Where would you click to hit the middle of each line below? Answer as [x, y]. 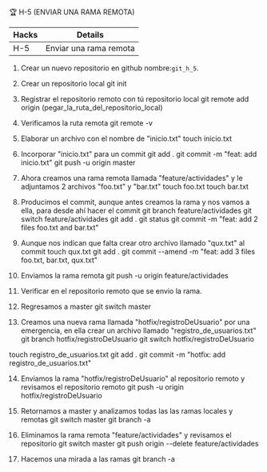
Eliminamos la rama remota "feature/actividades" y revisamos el [126, 435]
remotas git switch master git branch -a [86, 420]
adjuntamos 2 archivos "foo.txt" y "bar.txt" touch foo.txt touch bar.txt [134, 186]
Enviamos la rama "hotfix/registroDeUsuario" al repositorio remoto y [133, 378]
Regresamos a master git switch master [86, 306]
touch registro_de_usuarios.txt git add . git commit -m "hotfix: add [118, 354]
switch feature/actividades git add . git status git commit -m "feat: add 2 [139, 219]
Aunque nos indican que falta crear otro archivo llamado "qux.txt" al [133, 243]
